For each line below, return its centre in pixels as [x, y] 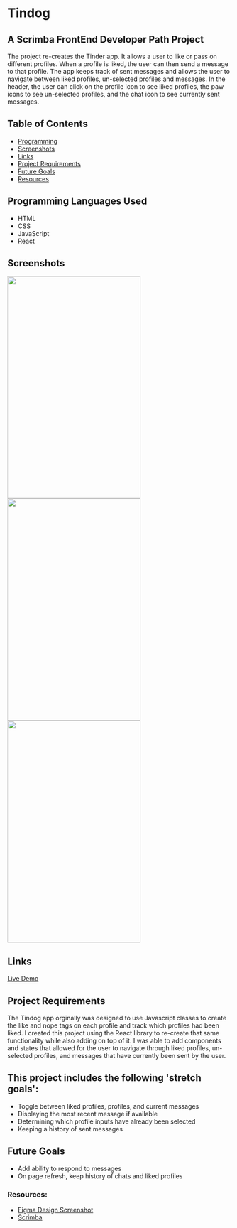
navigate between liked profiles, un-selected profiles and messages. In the [116, 79]
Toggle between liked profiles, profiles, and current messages [108, 1106]
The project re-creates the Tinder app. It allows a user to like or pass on [112, 56]
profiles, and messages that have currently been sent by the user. [130, 1056]
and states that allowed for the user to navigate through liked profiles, [109, 1048]
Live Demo [23, 979]
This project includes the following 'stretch [105, 1078]
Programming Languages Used [77, 201]
